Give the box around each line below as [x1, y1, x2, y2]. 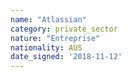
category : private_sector [10, 24, 118, 34]
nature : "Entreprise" [10, 33, 101, 43]
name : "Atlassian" [10, 14, 87, 25]
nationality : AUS [10, 42, 83, 53]
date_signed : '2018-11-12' [10, 52, 123, 62]
